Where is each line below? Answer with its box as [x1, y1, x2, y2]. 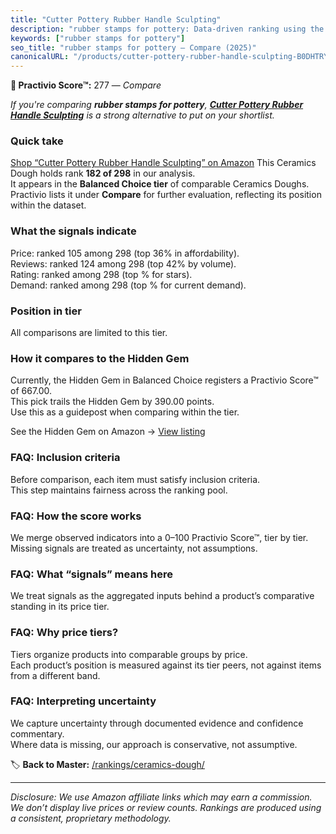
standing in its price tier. [10, 601, 110, 613]
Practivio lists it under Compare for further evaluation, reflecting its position [10, 189, 322, 201]
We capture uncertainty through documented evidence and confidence [10, 717, 304, 729]
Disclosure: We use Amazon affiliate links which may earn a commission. [10, 791, 313, 803]
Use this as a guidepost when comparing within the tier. [10, 406, 240, 418]
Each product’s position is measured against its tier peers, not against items [10, 659, 322, 671]
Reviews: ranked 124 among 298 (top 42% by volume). [10, 257, 237, 270]
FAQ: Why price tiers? [10, 626, 119, 640]
